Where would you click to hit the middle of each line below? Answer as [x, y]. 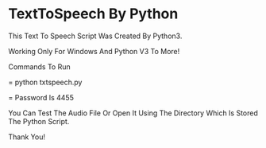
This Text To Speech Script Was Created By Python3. [95, 36]
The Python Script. [39, 121]
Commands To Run [40, 66]
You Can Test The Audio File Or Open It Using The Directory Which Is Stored [133, 113]
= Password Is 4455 [41, 97]
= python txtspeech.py [45, 82]
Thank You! [27, 137]
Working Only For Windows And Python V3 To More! [94, 51]
